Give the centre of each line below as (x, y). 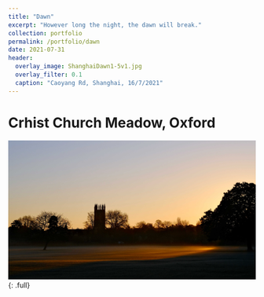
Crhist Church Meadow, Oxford (112, 123)
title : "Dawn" (31, 16)
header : (21, 58)
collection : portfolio (45, 33)
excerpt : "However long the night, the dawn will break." (105, 25)
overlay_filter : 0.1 (49, 75)
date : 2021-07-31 (37, 50)
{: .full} (19, 285)
